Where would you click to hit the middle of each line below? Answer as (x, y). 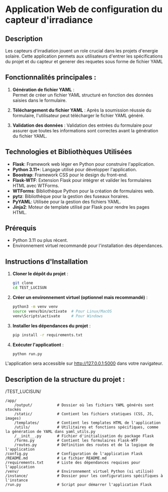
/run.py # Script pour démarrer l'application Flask (78, 485)
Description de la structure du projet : (65, 379)
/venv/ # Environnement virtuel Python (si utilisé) (80, 472)
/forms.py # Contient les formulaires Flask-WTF (76, 440)
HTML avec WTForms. (36, 185)
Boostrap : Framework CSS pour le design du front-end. (70, 175)
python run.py (27, 354)
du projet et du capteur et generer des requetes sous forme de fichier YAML (84, 61)
